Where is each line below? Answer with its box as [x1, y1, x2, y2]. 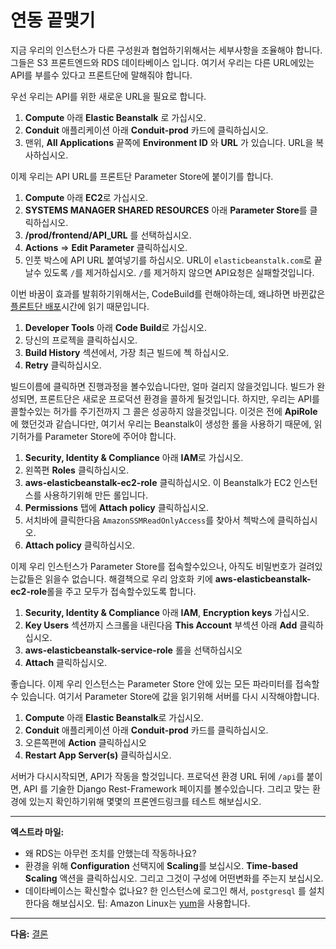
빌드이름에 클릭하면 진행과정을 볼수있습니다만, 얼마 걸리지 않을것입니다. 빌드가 [10, 380, 315, 392]
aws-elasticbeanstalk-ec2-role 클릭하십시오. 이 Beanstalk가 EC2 [24, 476, 292, 488]
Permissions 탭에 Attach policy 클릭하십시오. [24, 501, 210, 513]
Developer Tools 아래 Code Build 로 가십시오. [24, 321, 207, 333]
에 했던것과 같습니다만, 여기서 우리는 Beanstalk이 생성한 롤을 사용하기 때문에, [10, 417, 312, 430]
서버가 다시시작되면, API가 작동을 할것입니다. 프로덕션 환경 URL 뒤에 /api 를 [10, 770, 305, 782]
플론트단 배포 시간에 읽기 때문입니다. [10, 300, 150, 312]
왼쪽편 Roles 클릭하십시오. [24, 464, 130, 476]
